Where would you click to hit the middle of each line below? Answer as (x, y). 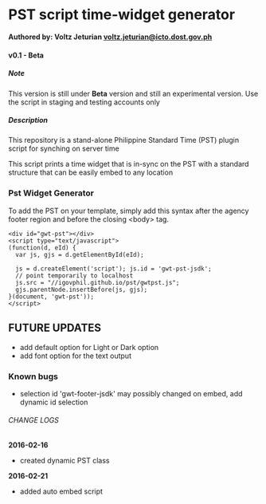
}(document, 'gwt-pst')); (51, 297)
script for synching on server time (64, 148)
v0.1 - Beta (26, 55)
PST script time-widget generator (122, 15)
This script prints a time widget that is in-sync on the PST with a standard (129, 164)
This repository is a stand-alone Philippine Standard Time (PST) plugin (124, 140)
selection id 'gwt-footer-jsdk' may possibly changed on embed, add (131, 393)
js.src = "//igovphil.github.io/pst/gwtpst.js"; (98, 282)
